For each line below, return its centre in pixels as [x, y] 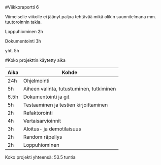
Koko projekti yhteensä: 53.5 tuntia [40, 157]
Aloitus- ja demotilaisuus [52, 129]
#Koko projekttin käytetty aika [35, 60]
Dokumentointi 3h [23, 41]
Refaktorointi [38, 113]
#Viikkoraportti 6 [22, 7]
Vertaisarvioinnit [42, 121]
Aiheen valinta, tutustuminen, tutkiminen [69, 89]
